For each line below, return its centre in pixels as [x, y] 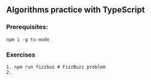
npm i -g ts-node [28, 39]
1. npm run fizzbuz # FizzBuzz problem [56, 67]
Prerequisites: [27, 27]
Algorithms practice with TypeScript [75, 10]
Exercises [21, 55]
